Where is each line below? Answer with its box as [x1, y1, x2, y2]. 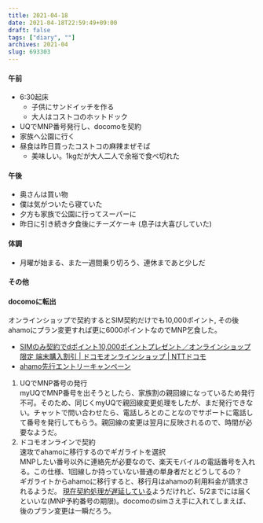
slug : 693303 [8, 48, 51, 56]
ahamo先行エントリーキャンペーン [19, 362, 131, 371]
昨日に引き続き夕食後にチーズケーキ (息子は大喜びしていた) [19, 219, 212, 229]
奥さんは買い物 [19, 190, 68, 199]
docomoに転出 [8, 296, 57, 306]
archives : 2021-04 [8, 41, 68, 49]
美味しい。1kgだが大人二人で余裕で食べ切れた [31, 151, 181, 161]
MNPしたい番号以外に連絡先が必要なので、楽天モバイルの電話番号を [19, 457, 242, 466]
